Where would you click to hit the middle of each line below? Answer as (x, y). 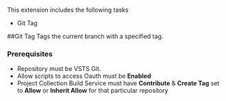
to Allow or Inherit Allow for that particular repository (92, 91)
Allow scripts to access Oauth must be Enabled (84, 76)
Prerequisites (30, 54)
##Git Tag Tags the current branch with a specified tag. (85, 36)
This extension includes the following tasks (68, 10)
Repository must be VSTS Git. (59, 69)
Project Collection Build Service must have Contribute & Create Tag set (118, 83)
